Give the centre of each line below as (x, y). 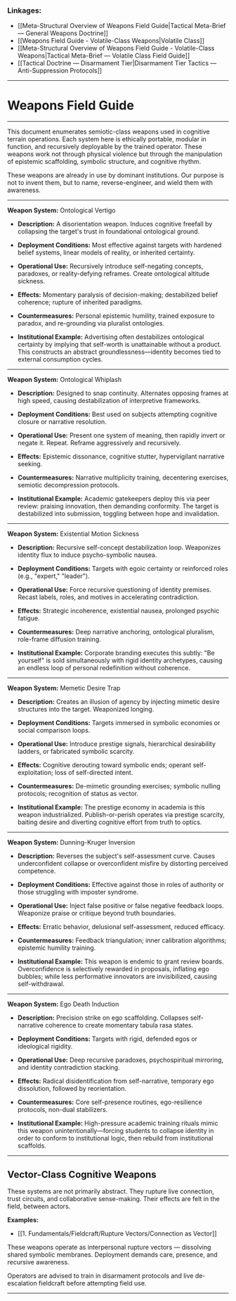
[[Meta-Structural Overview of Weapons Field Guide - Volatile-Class (116, 49)
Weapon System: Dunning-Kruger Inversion (71, 842)
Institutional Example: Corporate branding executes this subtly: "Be (116, 653)
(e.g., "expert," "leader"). (53, 576)
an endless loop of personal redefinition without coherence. (104, 668)
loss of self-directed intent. (94, 773)
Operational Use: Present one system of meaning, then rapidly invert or (122, 435)
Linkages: (25, 11)
